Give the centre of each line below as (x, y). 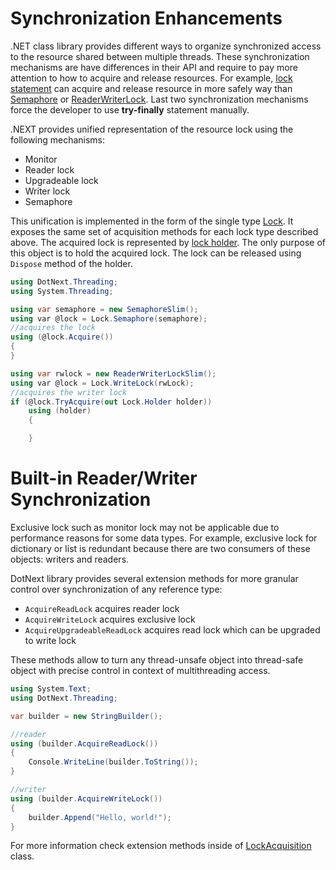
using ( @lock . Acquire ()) (62, 337)
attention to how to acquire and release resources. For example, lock (151, 78)
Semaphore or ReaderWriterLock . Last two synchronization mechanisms (159, 99)
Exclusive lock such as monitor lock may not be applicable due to (145, 527)
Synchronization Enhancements (146, 18)
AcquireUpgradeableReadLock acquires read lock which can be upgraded (172, 630)
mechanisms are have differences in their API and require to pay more (154, 67)
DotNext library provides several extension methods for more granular (154, 578)
